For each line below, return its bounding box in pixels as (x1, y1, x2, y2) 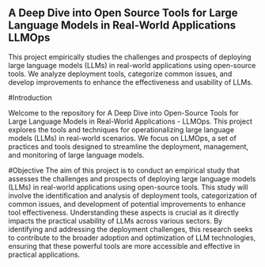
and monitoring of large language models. (8, 150, 145, 159)
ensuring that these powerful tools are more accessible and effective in (8, 241, 240, 250)
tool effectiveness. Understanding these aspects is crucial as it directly (8, 208, 240, 217)
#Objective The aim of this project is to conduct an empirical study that (8, 166, 240, 175)
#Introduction (8, 93, 53, 102)
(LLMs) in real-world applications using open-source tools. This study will (8, 182, 248, 192)
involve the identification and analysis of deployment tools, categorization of (8, 190, 257, 200)
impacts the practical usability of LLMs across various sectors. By (8, 216, 223, 225)
